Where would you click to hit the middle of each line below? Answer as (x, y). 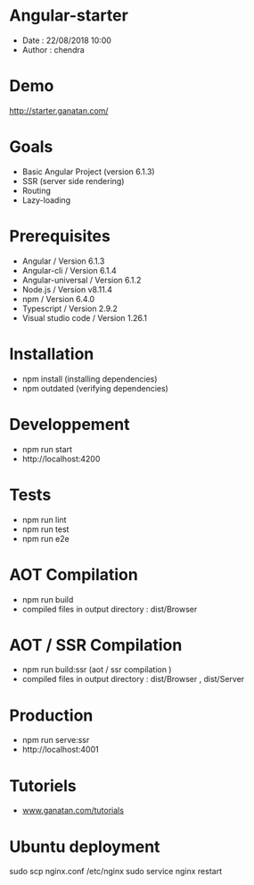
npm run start (47, 449)
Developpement (70, 424)
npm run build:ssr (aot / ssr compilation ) (97, 670)
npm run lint (44, 519)
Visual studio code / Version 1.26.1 (85, 317)
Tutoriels (43, 785)
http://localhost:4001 (61, 750)
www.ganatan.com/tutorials (73, 811)
